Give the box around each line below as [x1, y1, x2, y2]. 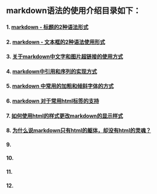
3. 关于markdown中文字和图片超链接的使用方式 [6, 53, 124, 60]
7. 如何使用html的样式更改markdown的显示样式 [6, 112, 124, 119]
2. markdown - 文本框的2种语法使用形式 [6, 38, 106, 45]
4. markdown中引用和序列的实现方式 [6, 67, 97, 75]
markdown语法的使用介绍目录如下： [6, 5, 141, 16]
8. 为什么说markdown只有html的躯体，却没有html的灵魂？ [6, 127, 151, 134]
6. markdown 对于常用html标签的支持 [6, 97, 100, 104]
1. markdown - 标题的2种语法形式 [6, 23, 89, 30]
